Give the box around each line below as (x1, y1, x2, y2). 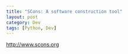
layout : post (6, 14, 38, 20)
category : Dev (6, 19, 41, 25)
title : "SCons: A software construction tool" (6, 8, 123, 15)
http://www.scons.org (6, 41, 60, 48)
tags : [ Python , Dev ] (6, 25, 57, 31)
